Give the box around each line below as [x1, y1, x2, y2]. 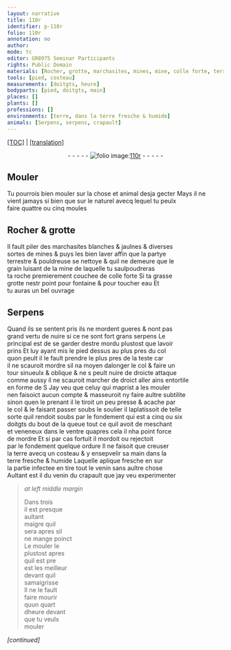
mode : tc [7, 49, 32, 56]
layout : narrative [7, 10, 60, 17]
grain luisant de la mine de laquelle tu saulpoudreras [7, 265, 155, 273]
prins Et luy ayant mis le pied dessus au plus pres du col [7, 346, 166, 355]
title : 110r [7, 17, 41, 23]
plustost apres [23, 549, 65, 557]
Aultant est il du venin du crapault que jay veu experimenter [7, 471, 177, 479]
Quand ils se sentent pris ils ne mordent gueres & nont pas [7, 325, 173, 333]
